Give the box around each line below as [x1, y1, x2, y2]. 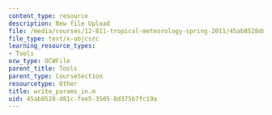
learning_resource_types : [8, 42, 96, 50]
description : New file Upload [8, 19, 111, 28]
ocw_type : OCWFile [8, 57, 70, 66]
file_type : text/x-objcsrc [8, 34, 100, 43]
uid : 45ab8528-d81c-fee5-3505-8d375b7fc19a [8, 95, 158, 103]
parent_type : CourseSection [8, 72, 104, 80]
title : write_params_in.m [8, 87, 96, 96]
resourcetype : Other [8, 79, 79, 87]
